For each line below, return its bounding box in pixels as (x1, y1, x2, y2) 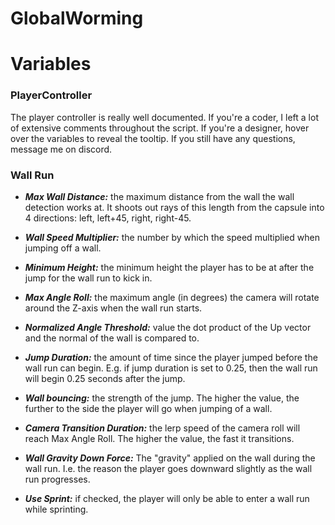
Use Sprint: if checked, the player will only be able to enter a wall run (24, 492, 310, 504)
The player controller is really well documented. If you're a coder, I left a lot (10, 111, 319, 123)
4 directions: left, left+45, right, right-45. (24, 212, 192, 224)
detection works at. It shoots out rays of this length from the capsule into (24, 201, 325, 213)
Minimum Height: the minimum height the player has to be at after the (24, 261, 315, 273)
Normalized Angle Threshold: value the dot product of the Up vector (24, 321, 312, 333)
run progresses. (24, 473, 91, 485)
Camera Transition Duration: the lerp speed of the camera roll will (24, 422, 301, 434)
